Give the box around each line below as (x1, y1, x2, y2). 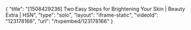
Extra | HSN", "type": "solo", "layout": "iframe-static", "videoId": (5, 12, 159, 18)
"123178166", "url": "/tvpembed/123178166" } (5, 18, 113, 24)
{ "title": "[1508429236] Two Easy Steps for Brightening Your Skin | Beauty (5, 6, 185, 12)
